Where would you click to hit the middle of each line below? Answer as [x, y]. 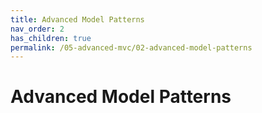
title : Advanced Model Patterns [77, 19]
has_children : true [51, 38]
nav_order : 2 [37, 29]
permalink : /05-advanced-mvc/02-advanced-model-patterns [131, 47]
